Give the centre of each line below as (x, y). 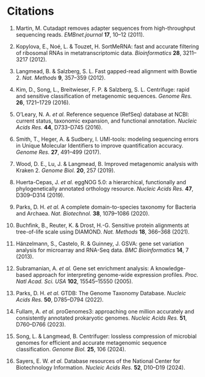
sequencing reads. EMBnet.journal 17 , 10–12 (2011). (80, 34)
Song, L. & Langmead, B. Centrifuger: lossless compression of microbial (106, 336)
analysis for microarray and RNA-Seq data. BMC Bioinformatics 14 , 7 (102, 250)
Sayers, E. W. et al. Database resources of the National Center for (98, 361)
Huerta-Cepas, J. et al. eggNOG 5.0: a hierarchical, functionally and (101, 182)
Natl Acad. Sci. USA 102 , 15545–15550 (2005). (74, 281)
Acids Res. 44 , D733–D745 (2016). (59, 127)
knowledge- (171, 268)
